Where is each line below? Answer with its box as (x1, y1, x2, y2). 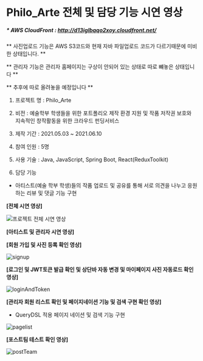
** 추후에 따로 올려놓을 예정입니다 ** (6, 83, 94, 91)
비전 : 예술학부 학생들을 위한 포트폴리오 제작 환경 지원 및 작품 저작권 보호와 (15, 110, 192, 117)
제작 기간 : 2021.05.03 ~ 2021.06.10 (15, 130, 102, 138)
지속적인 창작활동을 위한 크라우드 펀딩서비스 (15, 117, 120, 125)
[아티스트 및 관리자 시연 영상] (6, 228, 75, 236)
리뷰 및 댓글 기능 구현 (26, 189, 77, 197)
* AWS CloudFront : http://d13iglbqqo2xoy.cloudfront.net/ (6, 26, 157, 33)
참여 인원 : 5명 (15, 143, 50, 150)
